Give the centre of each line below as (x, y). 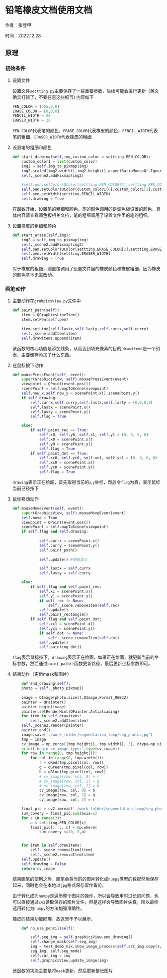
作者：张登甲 (18, 25)
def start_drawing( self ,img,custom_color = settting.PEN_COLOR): (81, 157)
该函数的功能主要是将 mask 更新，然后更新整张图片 (63, 971)
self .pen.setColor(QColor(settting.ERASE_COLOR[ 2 (74, 249)
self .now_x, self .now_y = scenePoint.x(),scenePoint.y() (81, 393)
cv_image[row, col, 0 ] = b (67, 790)
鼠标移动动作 (25, 499)
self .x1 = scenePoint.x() (66, 591)
